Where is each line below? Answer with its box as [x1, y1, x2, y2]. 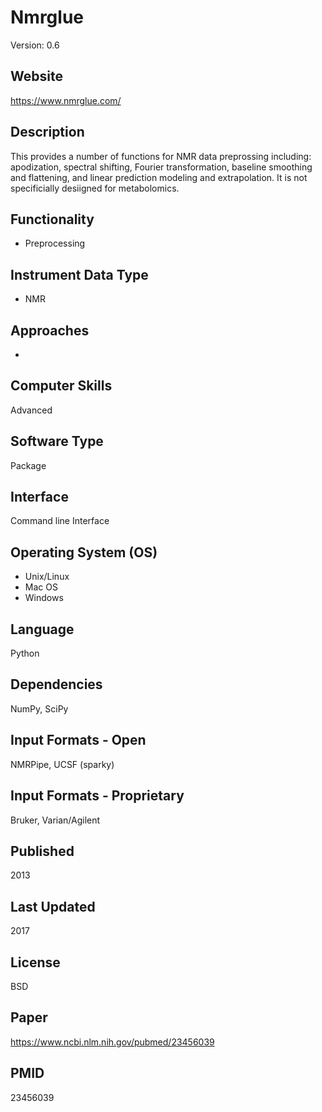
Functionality [10, 211, 95, 228]
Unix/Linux [24, 571, 70, 583]
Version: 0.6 [10, 39, 60, 51]
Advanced [10, 404, 53, 416]
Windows [24, 592, 64, 604]
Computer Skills [10, 377, 113, 395]
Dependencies [10, 676, 103, 693]
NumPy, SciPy [10, 702, 69, 715]
